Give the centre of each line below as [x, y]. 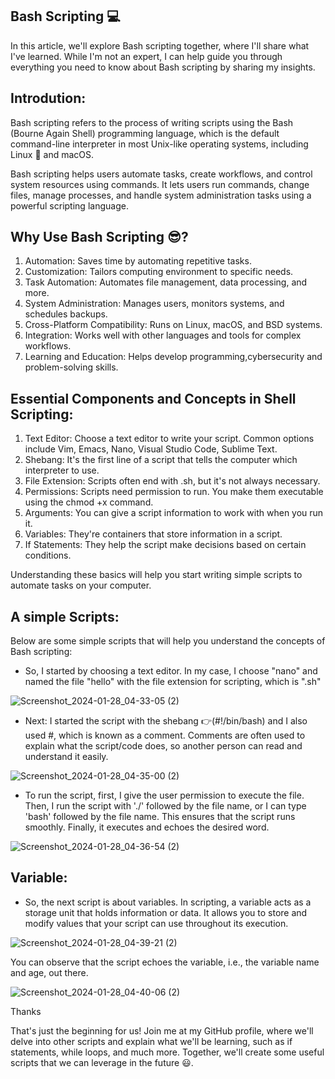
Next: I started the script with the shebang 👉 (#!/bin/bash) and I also [166, 721]
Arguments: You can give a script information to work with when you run [174, 513]
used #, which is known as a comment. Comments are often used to [165, 735]
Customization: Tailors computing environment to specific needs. [159, 272]
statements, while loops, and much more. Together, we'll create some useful [167, 1052]
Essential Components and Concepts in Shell [153, 398]
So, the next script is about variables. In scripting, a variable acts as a [168, 902]
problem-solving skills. [71, 367]
